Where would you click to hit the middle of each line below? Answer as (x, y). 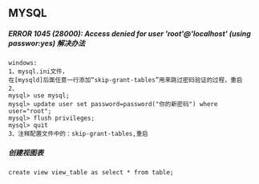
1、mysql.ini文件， (38, 72)
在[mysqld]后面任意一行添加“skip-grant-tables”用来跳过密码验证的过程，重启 (125, 80)
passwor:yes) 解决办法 (47, 43)
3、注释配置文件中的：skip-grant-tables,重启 (78, 134)
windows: (23, 63)
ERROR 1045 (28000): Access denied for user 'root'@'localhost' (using (129, 33)
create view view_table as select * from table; (91, 173)
